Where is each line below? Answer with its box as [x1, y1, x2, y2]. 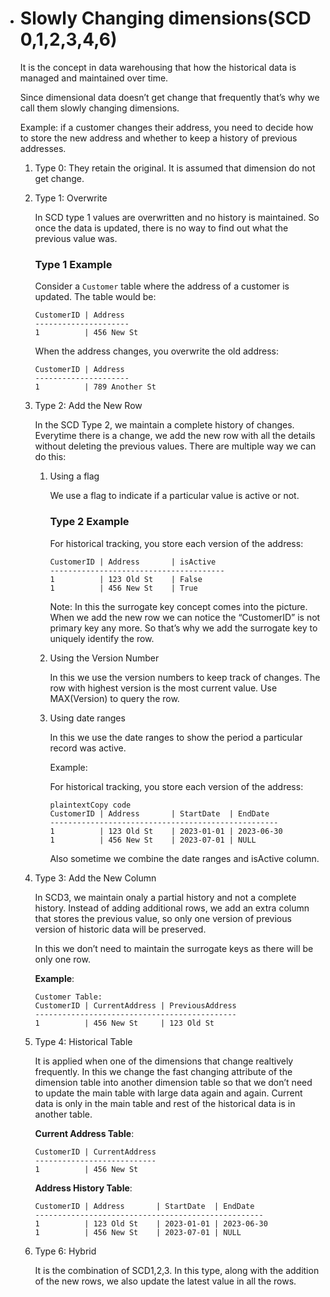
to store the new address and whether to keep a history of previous [19, 132, 298, 144]
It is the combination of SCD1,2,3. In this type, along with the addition [34, 1264, 320, 1276]
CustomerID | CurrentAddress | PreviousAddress [34, 1000, 237, 1011]
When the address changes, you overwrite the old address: [34, 345, 279, 357]
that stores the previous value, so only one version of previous [34, 912, 292, 924]
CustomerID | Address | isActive [49, 557, 217, 567]
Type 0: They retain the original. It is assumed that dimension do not [34, 162, 316, 174]
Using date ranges [49, 712, 126, 724]
